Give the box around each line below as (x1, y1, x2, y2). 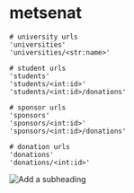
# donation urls (9, 142, 70, 151)
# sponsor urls (9, 102, 67, 112)
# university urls (9, 32, 78, 41)
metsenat (9, 3, 83, 23)
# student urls (9, 64, 67, 73)
